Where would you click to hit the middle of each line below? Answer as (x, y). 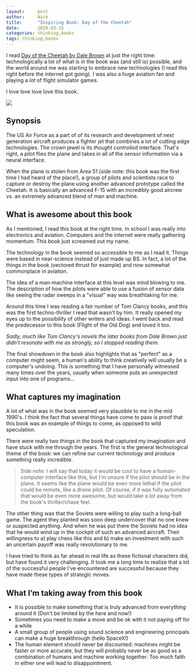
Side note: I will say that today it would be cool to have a (88, 471)
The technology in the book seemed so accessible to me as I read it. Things (97, 252)
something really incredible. (39, 460)
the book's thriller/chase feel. (56, 502)
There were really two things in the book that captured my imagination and (96, 441)
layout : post (27, 11)
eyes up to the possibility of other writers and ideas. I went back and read (95, 318)
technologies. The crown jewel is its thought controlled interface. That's (93, 148)
